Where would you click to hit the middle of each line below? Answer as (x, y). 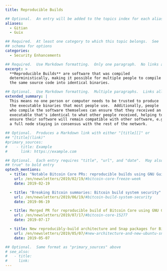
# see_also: (17, 252)
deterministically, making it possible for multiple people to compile (85, 78)
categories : (17, 51)
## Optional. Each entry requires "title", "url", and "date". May (79, 160)
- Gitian (19, 28)
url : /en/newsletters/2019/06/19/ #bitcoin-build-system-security (83, 197)
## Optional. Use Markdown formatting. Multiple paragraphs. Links (80, 92)
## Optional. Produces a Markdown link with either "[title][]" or (78, 133)
